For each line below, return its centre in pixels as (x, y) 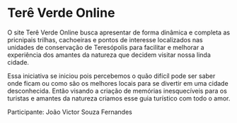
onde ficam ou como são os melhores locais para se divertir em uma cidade (118, 83)
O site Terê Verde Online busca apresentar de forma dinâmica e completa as (119, 32)
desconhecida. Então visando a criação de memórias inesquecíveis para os (117, 91)
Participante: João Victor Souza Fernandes (70, 112)
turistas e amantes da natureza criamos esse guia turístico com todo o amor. (119, 98)
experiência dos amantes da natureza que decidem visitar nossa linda (109, 55)
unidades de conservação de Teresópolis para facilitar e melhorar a (106, 47)
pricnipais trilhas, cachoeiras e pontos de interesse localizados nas (105, 39)
